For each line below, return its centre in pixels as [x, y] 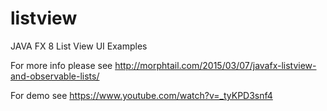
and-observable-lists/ [55, 76]
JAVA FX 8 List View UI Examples [79, 46]
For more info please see [61, 65]
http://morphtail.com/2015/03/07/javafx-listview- [215, 65]
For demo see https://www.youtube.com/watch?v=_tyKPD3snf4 [141, 95]
